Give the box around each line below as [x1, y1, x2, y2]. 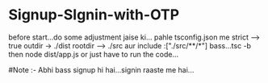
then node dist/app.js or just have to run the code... [8, 49, 179, 59]
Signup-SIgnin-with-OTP [8, 6, 180, 24]
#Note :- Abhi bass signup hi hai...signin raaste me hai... [8, 64, 195, 74]
